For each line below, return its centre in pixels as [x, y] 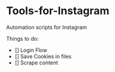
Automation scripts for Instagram [47, 27]
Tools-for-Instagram [58, 11]
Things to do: [22, 38]
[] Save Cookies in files [43, 56]
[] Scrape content [36, 63]
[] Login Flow [31, 50]
